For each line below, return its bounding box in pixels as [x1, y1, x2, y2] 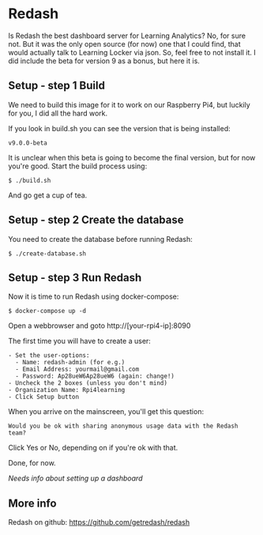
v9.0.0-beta [8, 139, 47, 147]
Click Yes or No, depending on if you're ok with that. [8, 443, 178, 453]
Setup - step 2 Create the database [8, 213, 184, 227]
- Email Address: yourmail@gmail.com [15, 365, 140, 374]
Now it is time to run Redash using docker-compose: [8, 292, 179, 301]
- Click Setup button [8, 393, 80, 401]
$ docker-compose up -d [8, 307, 87, 315]
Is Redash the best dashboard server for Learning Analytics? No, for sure [8, 31, 246, 40]
